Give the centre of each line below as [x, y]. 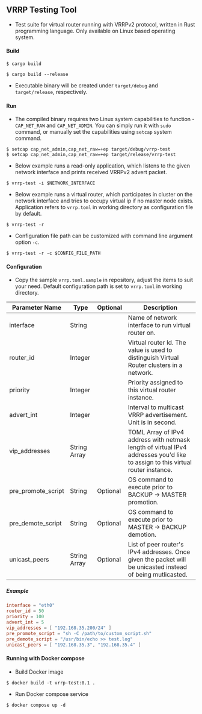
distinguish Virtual [153, 358]
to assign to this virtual [160, 462]
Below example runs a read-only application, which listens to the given [103, 166]
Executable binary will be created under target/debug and [86, 86]
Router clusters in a [155, 365]
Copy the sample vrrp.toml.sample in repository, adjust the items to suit [104, 280]
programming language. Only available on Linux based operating [95, 31]
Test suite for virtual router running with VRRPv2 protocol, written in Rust [105, 24]
